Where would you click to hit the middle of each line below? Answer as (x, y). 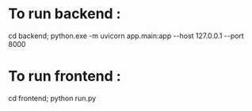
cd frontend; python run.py (52, 98)
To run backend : (65, 14)
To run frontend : (65, 77)
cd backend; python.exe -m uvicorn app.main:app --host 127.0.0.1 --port (126, 36)
